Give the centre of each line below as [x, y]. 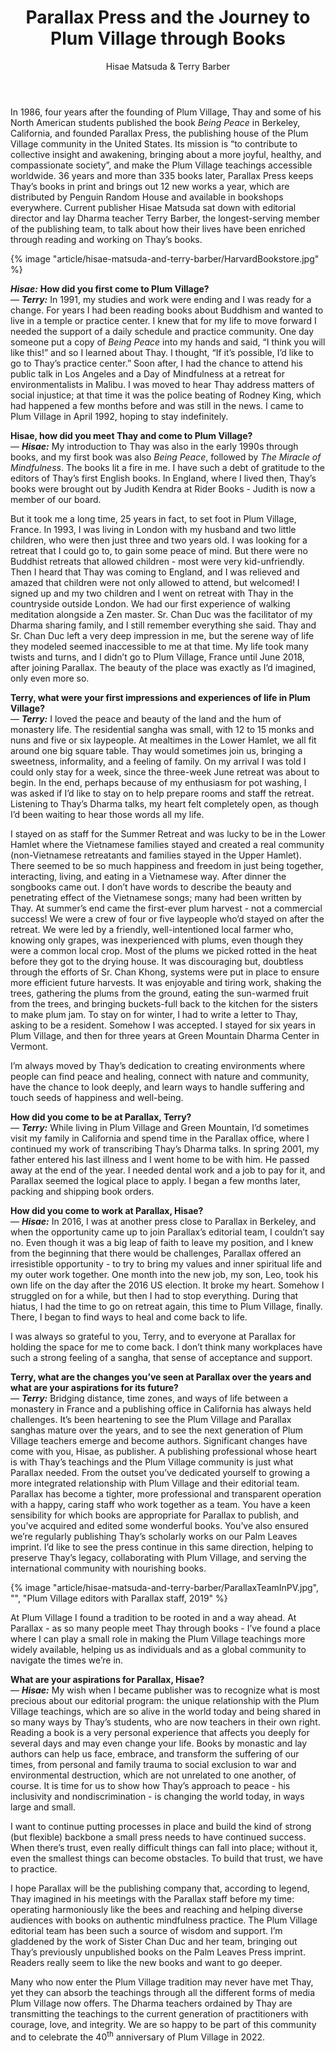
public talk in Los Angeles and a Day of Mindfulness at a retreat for [147, 373]
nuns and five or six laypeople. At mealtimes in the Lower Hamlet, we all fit [163, 740]
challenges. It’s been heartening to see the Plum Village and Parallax [151, 1419]
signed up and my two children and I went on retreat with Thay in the [152, 593]
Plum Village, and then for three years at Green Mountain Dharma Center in [165, 1035]
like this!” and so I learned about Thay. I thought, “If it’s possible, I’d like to [162, 352]
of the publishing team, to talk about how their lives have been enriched [158, 228]
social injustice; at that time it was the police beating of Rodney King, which [166, 395]
